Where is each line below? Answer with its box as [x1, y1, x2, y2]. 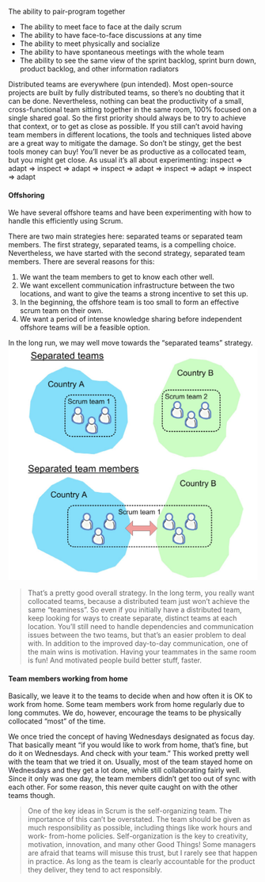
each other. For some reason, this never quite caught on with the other [8, 782, 238, 792]
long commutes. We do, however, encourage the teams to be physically [8, 708, 242, 718]
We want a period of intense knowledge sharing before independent [19, 315, 243, 324]
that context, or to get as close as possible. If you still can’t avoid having [8, 122, 244, 131]
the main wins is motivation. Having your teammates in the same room [27, 647, 257, 657]
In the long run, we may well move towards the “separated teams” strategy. [8, 338, 253, 348]
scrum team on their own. [19, 306, 104, 315]
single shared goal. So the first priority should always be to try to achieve [8, 113, 247, 122]
